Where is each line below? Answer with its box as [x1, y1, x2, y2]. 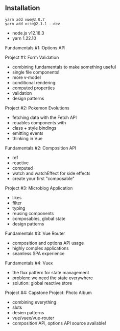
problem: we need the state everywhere [12, 275, 93, 281]
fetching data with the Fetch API [12, 114, 77, 120]
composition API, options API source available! [12, 320, 106, 326]
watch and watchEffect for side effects [12, 170, 91, 176]
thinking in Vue [12, 135, 43, 141]
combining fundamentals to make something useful [12, 64, 116, 70]
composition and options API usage [12, 240, 84, 246]
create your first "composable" [12, 175, 75, 182]
